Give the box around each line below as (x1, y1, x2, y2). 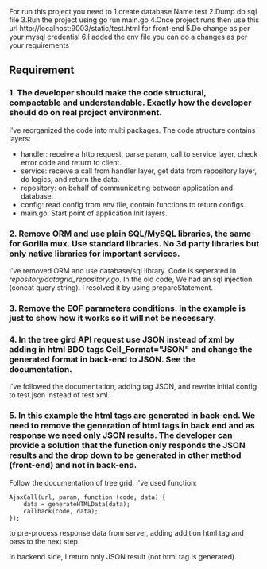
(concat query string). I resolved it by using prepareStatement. (9, 282, 214, 292)
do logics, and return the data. (20, 174, 120, 184)
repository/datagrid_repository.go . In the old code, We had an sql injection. (9, 274, 255, 284)
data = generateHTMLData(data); (23, 500, 130, 508)
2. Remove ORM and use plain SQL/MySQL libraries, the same (9, 228, 252, 239)
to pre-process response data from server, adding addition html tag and (9, 528, 245, 537)
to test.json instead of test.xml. (9, 390, 110, 400)
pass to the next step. (9, 536, 80, 546)
